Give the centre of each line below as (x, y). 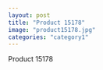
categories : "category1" (48, 37)
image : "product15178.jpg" (52, 30)
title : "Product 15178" (47, 23)
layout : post (29, 15)
